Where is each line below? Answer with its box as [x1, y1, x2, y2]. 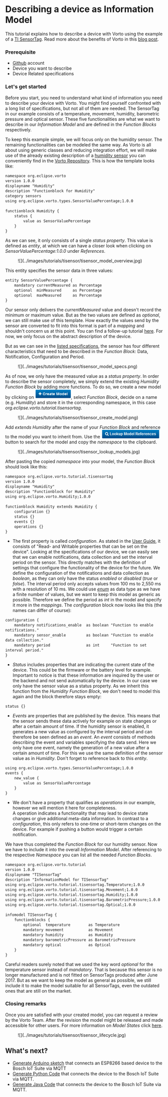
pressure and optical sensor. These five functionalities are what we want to [5, 116, 160, 122]
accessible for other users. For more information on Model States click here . [5, 1022, 163, 1028]
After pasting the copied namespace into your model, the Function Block [5, 458, 155, 464]
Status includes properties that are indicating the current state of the [12, 661, 154, 668]
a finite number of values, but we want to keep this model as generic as [12, 591, 160, 597]
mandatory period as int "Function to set [14, 643, 147, 648]
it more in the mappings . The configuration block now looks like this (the [12, 602, 162, 608]
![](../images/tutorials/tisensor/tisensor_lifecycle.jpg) [18, 1032, 126, 1038]
